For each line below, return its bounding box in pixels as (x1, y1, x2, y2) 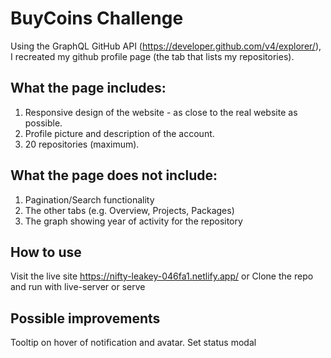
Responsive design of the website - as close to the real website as (24, 106, 298, 118)
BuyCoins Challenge (10, 7, 184, 30)
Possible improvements (10, 310, 161, 327)
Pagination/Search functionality (24, 193, 155, 206)
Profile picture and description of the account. (24, 127, 215, 139)
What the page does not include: (10, 167, 218, 184)
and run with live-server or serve (10, 281, 146, 293)
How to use (10, 243, 82, 261)
